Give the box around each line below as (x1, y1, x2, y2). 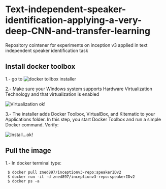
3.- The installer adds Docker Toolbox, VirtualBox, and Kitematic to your (5, 111, 155, 117)
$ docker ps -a (7, 178, 40, 184)
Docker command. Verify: (5, 121, 59, 128)
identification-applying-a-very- (5, 14, 142, 26)
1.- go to (5, 75, 23, 82)
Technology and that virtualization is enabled (5, 91, 99, 97)
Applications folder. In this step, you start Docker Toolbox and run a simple (5, 116, 161, 122)
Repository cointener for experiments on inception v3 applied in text (5, 42, 148, 48)
